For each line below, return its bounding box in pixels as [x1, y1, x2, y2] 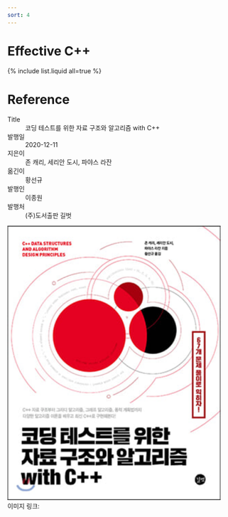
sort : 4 [7, 11, 31, 18]
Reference [7, 91, 70, 107]
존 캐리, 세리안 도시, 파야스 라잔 [25, 157, 112, 166]
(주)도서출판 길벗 [25, 210, 72, 220]
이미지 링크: [7, 501, 40, 510]
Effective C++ [7, 43, 91, 59]
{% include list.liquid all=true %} [7, 66, 102, 75]
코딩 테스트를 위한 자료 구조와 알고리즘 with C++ [25, 123, 160, 132]
